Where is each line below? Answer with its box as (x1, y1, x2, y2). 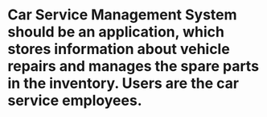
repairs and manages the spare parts (7, 57, 259, 76)
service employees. (7, 91, 142, 110)
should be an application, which (7, 23, 224, 41)
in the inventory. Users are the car (7, 74, 239, 93)
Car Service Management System (7, 6, 238, 24)
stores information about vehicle (7, 40, 230, 58)
